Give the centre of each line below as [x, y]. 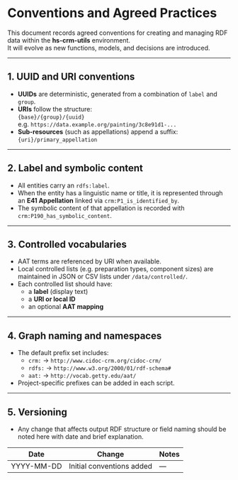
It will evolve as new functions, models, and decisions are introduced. [109, 48]
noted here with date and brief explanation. [80, 437]
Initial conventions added [110, 466]
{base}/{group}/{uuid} [51, 117]
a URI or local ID [52, 299]
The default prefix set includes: [63, 353]
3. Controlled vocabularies [67, 244]
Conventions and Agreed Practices [112, 13]
